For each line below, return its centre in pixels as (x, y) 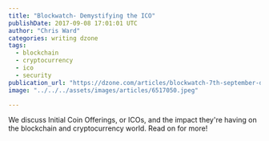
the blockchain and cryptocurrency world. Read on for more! (108, 128)
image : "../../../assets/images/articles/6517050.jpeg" (103, 90)
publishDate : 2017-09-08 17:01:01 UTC (73, 23)
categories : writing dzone (53, 38)
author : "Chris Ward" (44, 30)
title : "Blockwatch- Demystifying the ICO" (82, 16)
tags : (17, 46)
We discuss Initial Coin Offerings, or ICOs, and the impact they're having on (133, 120)
